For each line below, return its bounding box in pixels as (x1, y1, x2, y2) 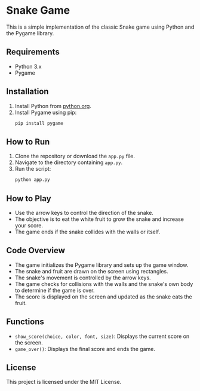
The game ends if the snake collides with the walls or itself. (14, 228, 161, 235)
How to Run (6, 137, 50, 147)
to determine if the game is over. (14, 287, 95, 294)
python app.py (14, 177, 50, 183)
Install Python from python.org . (14, 102, 91, 109)
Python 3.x (14, 63, 42, 70)
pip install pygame (14, 120, 64, 126)
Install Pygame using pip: (14, 109, 77, 116)
